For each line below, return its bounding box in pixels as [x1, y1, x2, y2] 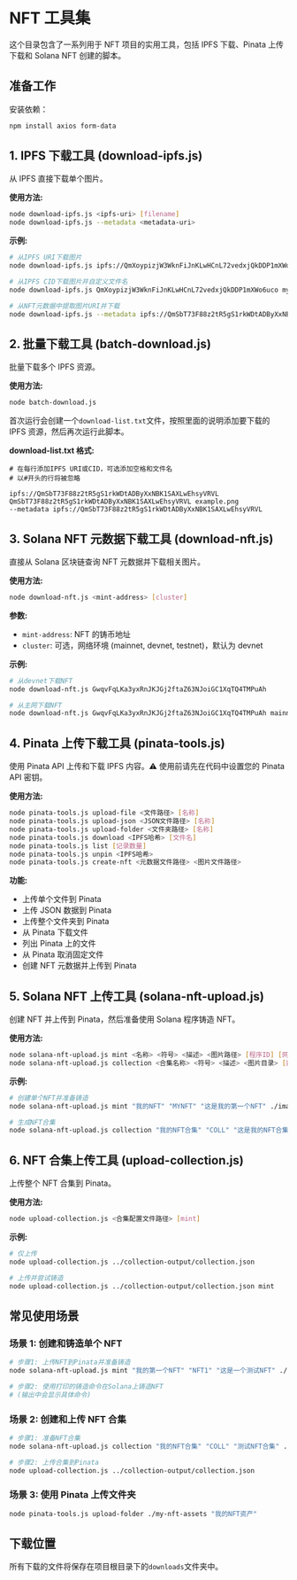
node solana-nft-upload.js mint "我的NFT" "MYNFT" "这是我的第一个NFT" [9, 1101, 267, 1110]
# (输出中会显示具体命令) [9, 1390, 91, 1399]
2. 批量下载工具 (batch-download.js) [9, 336, 212, 351]
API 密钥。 [9, 772, 48, 782]
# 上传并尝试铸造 [9, 1273, 64, 1282]
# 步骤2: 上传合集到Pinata [9, 1458, 99, 1467]
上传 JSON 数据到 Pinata [21, 905, 112, 915]
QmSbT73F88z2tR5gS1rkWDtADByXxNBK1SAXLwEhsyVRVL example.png [9, 497, 240, 506]
